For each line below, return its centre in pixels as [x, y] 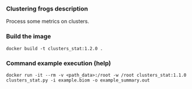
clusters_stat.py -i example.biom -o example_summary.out [78, 80]
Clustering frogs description [47, 9]
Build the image [29, 37]
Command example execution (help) [59, 63]
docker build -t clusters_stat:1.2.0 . [55, 48]
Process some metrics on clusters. [48, 22]
